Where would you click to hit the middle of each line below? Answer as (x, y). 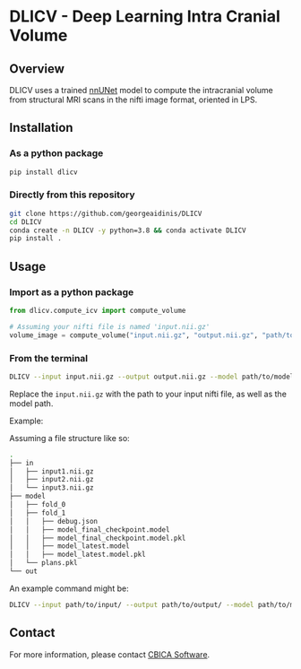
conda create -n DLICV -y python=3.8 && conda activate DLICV (128, 230)
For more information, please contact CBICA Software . (110, 654)
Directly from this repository (73, 195)
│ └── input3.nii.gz (52, 488)
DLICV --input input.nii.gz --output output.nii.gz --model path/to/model (152, 377)
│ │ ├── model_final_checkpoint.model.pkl (98, 538)
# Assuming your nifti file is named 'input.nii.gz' (110, 326)
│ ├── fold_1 (38, 513)
